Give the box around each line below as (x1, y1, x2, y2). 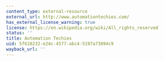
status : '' (6, 30, 33, 36)
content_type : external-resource (6, 8, 88, 15)
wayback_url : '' (6, 46, 46, 52)
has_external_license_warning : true (6, 19, 95, 25)
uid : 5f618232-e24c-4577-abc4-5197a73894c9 (6, 41, 114, 47)
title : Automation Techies (6, 35, 72, 41)
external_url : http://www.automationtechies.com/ (6, 14, 130, 20)
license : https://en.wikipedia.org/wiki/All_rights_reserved (6, 24, 159, 31)
